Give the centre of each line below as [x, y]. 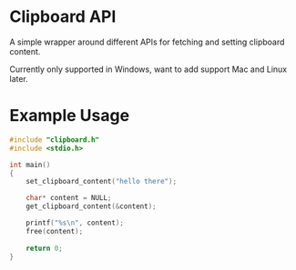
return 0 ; [45, 248]
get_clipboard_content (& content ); [91, 206]
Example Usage [70, 116]
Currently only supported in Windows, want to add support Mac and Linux [148, 69]
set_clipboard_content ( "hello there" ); [102, 182]
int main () [30, 165]
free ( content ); [55, 231]
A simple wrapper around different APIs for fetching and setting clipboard [147, 42]
